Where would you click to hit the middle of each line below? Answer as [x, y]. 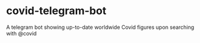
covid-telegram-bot [56, 11]
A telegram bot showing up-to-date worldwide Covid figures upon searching [100, 27]
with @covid [21, 33]
